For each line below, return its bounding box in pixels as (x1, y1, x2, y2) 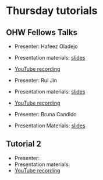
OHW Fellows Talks (6, 27, 77, 37)
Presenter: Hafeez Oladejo (14, 43, 78, 50)
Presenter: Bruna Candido (14, 111, 77, 117)
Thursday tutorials (6, 4, 98, 18)
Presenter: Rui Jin (14, 77, 57, 84)
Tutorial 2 (6, 139, 42, 149)
